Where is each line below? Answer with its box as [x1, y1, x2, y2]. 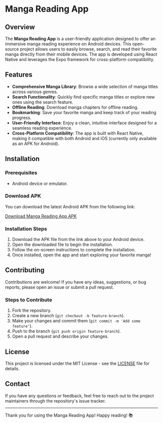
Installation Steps [5, 225, 48, 232]
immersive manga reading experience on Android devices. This [5, 41, 131, 47]
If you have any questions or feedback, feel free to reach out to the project [5, 393, 154, 399]
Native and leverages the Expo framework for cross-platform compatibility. [5, 57, 155, 62]
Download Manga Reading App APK [5, 213, 77, 219]
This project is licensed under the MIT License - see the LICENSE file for [5, 361, 149, 366]
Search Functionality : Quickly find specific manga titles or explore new [12, 94, 155, 100]
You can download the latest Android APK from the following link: [5, 203, 135, 209]
